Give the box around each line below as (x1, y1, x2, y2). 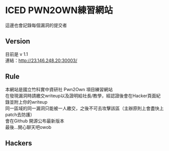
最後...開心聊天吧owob (5, 124, 52, 130)
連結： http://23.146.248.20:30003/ (5, 57, 77, 63)
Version (5, 37, 30, 46)
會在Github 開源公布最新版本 (5, 118, 64, 124)
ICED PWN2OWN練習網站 (5, 5, 113, 16)
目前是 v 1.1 (5, 51, 28, 57)
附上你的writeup (14, 99, 48, 105)
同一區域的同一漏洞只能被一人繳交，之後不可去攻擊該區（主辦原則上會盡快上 (5, 105, 164, 111)
